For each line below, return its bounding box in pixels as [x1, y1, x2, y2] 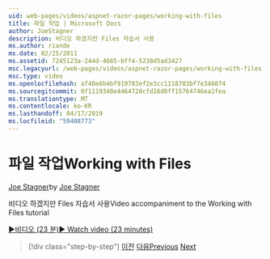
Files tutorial [8, 207, 50, 217]
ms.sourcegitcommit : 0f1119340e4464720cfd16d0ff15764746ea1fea [8, 87, 226, 96]
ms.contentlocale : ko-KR [8, 102, 92, 110]
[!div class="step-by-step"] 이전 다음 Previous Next [27, 241, 196, 251]
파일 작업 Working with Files [8, 155, 192, 173]
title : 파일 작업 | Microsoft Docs [8, 19, 121, 28]
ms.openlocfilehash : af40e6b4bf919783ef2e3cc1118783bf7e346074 [8, 79, 226, 87]
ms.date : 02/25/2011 [8, 49, 78, 57]
